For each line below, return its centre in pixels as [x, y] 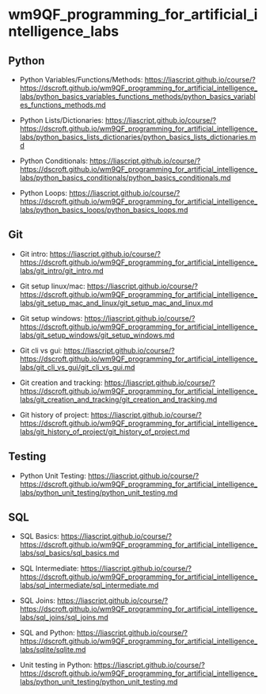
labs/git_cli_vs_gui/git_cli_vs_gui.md [77, 367]
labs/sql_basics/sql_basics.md [69, 553]
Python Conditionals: [54, 161]
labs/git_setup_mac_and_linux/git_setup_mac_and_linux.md [116, 303]
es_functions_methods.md [63, 105]
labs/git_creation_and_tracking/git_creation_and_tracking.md [118, 399]
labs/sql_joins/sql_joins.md [64, 618]
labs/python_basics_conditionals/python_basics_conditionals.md [125, 177]
